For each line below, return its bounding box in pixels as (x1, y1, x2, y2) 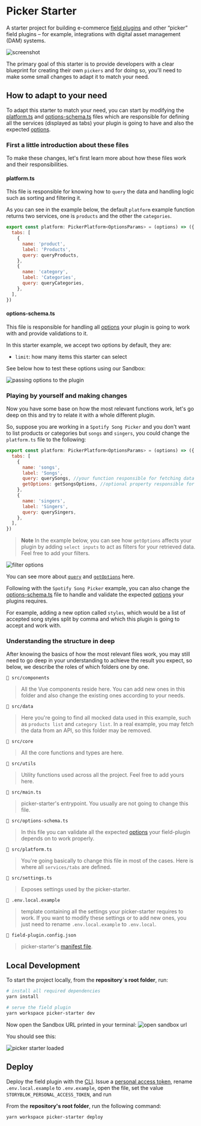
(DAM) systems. (6, 37, 46, 44)
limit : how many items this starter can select (14, 353, 127, 360)
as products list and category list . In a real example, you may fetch (20, 721, 194, 728)
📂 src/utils (6, 761, 36, 767)
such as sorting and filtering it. (6, 194, 82, 202)
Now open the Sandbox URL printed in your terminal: (6, 1021, 137, 1028)
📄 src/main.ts (6, 789, 42, 795)
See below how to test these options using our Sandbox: (6, 364, 146, 372)
